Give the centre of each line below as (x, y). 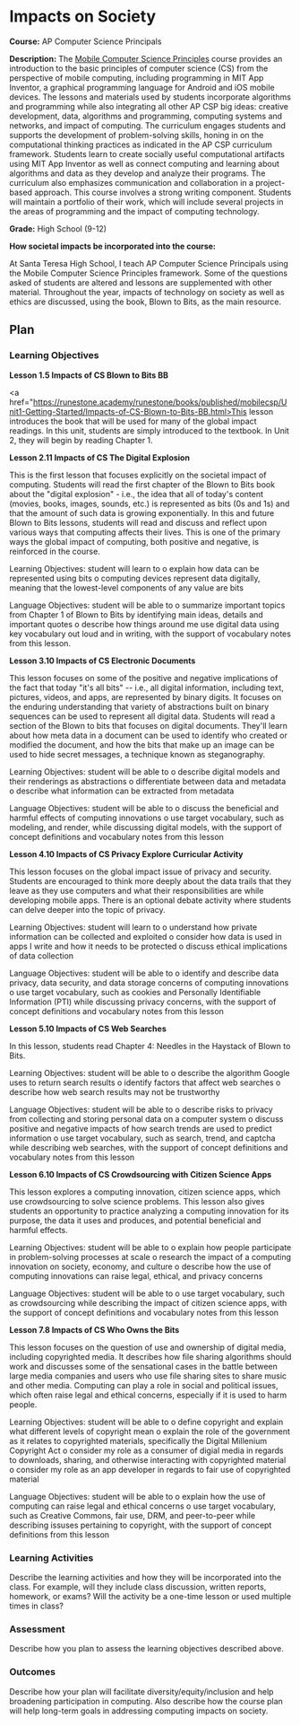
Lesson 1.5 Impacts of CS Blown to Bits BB (89, 375)
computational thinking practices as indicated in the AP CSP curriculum (141, 144)
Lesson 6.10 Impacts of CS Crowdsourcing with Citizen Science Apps (141, 1174)
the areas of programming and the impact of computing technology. (134, 211)
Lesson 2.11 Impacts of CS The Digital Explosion (100, 457)
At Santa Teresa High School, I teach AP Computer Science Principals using (149, 263)
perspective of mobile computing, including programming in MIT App (137, 77)
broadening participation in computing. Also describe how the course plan (146, 1701)
